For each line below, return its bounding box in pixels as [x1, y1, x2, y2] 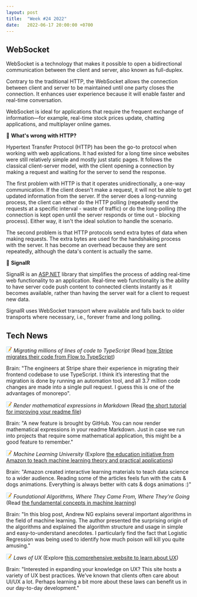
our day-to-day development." [6, 585, 79, 591]
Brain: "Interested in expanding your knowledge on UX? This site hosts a [6, 566, 182, 572]
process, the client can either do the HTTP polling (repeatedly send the [6, 199, 178, 206]
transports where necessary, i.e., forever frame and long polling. [6, 313, 162, 321]
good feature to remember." [6, 438, 74, 445]
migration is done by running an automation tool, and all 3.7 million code [6, 378, 181, 384]
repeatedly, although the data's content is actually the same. [6, 248, 153, 255]
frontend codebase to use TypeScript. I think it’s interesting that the [6, 371, 169, 378]
